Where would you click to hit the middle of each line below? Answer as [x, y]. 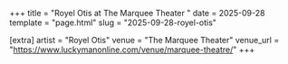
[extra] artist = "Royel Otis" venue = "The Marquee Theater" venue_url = [144, 40]
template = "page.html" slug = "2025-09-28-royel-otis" [113, 23]
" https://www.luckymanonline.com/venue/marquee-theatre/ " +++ [132, 50]
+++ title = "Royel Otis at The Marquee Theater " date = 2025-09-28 [137, 13]
